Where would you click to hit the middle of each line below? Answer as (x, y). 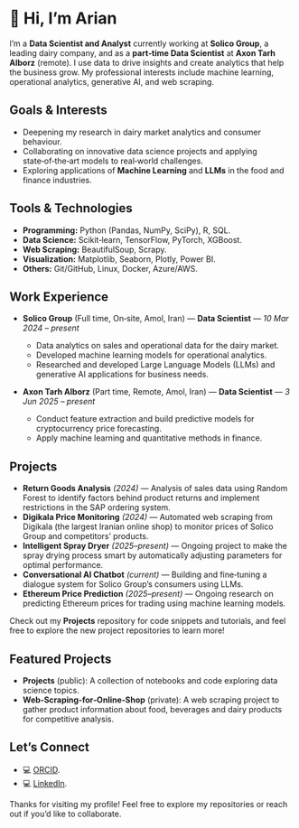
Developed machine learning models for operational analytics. (151, 355)
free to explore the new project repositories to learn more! (117, 630)
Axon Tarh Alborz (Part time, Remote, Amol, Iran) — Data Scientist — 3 (156, 392)
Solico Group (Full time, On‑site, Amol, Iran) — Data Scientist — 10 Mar (155, 319)
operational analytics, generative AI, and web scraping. (112, 81)
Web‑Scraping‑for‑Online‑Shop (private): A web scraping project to (151, 700)
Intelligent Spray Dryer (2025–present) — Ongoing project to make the (154, 546)
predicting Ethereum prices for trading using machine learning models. (154, 603)
